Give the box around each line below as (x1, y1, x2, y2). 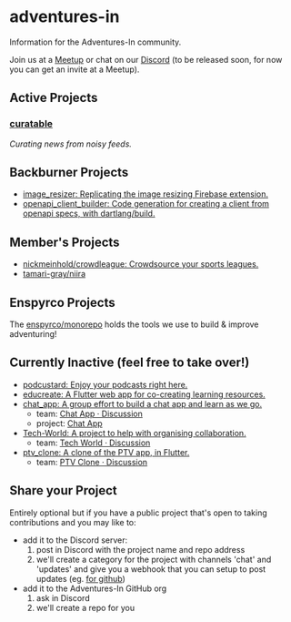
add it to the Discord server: (22, 535, 128, 546)
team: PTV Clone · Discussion (35, 456, 148, 467)
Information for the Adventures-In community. (9, 36, 182, 47)
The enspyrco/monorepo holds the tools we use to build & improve (9, 319, 259, 330)
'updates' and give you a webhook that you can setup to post (35, 563, 266, 575)
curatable (9, 117, 53, 130)
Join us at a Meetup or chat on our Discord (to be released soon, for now (9, 54, 283, 65)
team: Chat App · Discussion (35, 408, 144, 419)
